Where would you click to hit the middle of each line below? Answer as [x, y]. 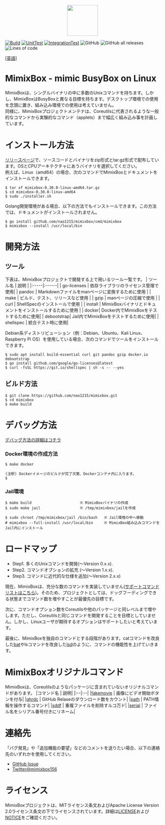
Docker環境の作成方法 [31, 454]
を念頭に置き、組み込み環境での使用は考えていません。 [61, 105]
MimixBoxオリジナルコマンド [64, 672]
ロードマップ [31, 549]
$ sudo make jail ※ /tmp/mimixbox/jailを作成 [70, 508]
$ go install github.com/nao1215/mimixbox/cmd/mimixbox [63, 221]
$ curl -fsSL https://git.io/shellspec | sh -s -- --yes [65, 367]
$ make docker [20, 464]
